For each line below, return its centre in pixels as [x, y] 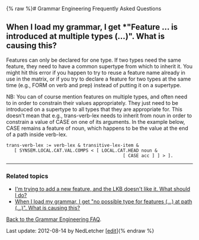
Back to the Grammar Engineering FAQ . [54, 219]
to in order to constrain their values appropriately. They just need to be [92, 103]
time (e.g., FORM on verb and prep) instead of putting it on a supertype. [94, 85]
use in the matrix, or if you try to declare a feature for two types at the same [99, 79]
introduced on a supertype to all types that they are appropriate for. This [94, 109]
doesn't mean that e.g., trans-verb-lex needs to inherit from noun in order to [99, 116]
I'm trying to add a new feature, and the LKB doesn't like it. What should [102, 189]
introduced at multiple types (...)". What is [86, 36]
